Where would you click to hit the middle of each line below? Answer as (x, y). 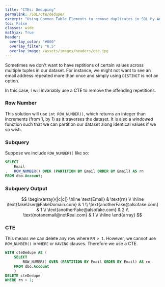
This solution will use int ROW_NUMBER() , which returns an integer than (75, 113)
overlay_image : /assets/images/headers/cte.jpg (59, 51)
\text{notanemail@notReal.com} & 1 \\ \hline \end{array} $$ (82, 215)
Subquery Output (26, 188)
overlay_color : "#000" (33, 42)
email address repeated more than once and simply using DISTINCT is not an (82, 75)
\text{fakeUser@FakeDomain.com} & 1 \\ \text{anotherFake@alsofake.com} (82, 204)
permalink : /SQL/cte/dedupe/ (35, 14)
